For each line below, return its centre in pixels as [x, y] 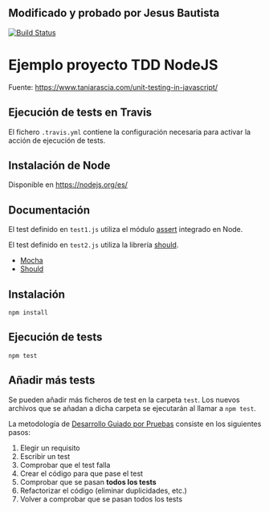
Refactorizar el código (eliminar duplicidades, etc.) [103, 490]
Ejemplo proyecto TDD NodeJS [113, 65]
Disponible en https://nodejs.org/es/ [68, 185]
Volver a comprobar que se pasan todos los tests [101, 499]
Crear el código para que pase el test [81, 473]
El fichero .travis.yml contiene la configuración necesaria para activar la [130, 132]
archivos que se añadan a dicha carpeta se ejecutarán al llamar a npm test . [132, 408]
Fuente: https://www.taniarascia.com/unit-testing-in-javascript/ [113, 87]
